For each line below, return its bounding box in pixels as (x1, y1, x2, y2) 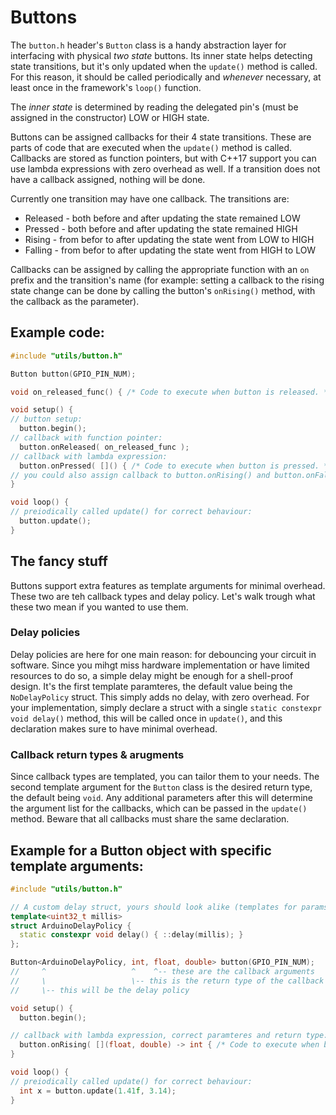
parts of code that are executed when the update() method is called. (10, 141, 293, 153)
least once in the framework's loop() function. (10, 81, 202, 93)
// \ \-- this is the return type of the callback (10, 976, 325, 986)
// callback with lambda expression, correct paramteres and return (10, 1031, 302, 1041)
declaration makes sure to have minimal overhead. (10, 722, 218, 735)
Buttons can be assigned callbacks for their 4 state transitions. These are (10, 131, 312, 143)
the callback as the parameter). (10, 295, 140, 307)
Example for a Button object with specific (10, 842, 272, 859)
